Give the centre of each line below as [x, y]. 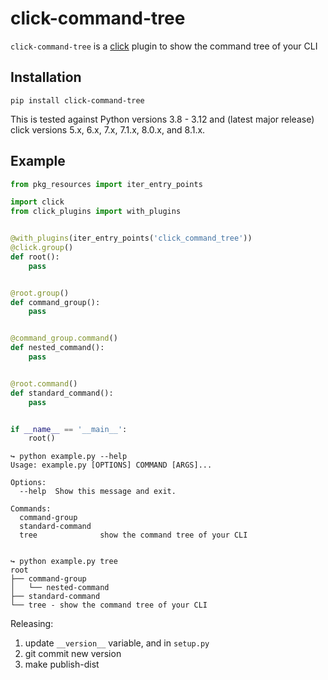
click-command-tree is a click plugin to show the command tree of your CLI [164, 46]
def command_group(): [55, 302]
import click [37, 202]
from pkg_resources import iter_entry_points [106, 184]
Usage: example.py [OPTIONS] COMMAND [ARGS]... [111, 465]
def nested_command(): [57, 348]
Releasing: [32, 624]
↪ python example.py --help [69, 457]
